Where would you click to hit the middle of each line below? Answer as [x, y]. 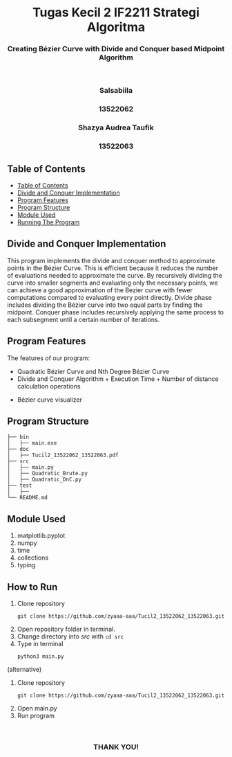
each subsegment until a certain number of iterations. [84, 319]
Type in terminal [40, 644]
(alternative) [25, 670]
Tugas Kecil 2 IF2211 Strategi [116, 13]
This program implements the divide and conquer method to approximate [111, 260]
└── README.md [28, 498]
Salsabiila [116, 91]
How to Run [32, 587]
